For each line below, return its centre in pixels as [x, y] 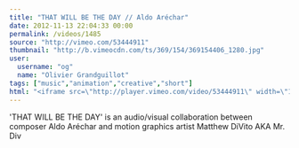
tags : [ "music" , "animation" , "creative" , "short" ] [101, 83]
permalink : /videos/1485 [55, 34]
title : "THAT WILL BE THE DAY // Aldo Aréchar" [99, 17]
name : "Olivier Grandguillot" [73, 75]
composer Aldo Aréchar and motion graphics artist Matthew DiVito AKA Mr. [147, 126]
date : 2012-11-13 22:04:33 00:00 [71, 26]
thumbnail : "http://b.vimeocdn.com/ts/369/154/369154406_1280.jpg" [137, 51]
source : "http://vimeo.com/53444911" [79, 42]
